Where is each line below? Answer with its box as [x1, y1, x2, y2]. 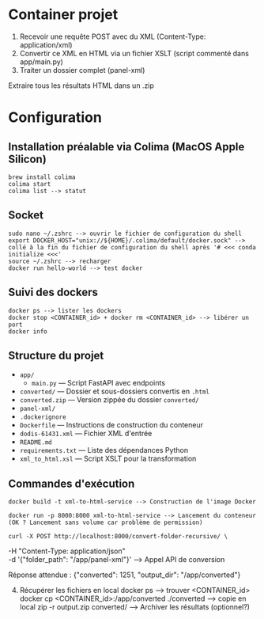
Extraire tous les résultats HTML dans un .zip [8, 81, 154, 90]
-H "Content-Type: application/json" [8, 546, 126, 556]
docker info [8, 327, 47, 336]
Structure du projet [8, 348, 104, 362]
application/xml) [19, 40, 73, 49]
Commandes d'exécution [8, 477, 135, 490]
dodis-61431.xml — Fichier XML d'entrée [19, 429, 153, 439]
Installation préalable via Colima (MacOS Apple [8, 140, 245, 154]
